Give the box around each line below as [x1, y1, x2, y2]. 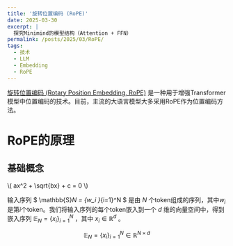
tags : [7, 42, 23, 49]
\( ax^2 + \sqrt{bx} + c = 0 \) [7, 181, 88, 190]
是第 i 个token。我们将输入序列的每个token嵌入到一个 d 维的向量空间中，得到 [7, 206, 225, 214]
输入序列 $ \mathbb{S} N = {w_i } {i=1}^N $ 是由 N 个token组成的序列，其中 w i [7, 195, 226, 206]
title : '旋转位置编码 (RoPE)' [7, 10, 88, 17]
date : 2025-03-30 [7, 17, 58, 24]
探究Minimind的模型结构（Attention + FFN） [13, 29, 132, 37]
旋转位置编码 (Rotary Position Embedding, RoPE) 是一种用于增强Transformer [7, 88, 226, 97]
